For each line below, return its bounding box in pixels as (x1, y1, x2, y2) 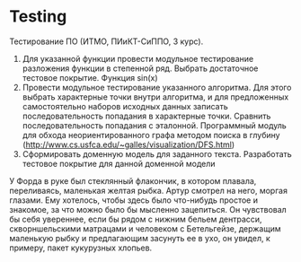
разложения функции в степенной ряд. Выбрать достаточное (22, 63, 259, 74)
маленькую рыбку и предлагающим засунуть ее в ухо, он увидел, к (9, 232, 271, 243)
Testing (9, 6, 67, 27)
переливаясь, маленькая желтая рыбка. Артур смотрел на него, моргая (9, 185, 288, 196)
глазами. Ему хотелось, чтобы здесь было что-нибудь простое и (9, 195, 259, 205)
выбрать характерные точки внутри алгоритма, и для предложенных (22, 92, 289, 102)
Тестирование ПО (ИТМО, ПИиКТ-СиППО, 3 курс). (9, 36, 204, 47)
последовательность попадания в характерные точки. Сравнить (22, 110, 271, 121)
